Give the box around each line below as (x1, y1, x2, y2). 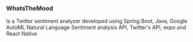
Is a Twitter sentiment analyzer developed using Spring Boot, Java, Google (6, 18, 188, 25)
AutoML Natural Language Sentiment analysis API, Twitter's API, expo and (6, 24, 187, 31)
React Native (6, 30, 37, 37)
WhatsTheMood (6, 4, 53, 12)
